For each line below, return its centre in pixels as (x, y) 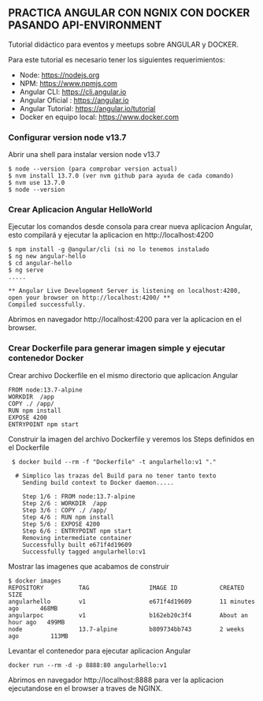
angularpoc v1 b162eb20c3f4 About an (128, 615)
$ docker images (35, 581)
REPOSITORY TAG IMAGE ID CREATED (126, 587)
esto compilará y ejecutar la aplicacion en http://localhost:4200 (111, 235)
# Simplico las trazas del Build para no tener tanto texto (116, 476)
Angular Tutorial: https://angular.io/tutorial (87, 108)
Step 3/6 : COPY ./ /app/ (65, 510)
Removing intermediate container (77, 538)
